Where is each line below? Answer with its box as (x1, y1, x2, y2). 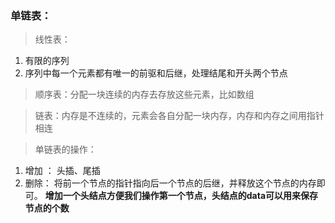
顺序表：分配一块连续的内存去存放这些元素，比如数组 (34, 88, 255, 101)
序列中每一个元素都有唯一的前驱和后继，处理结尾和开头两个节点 (24, 67, 288, 79)
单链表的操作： (34, 143, 97, 156)
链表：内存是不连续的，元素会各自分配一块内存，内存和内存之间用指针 (34, 110, 325, 122)
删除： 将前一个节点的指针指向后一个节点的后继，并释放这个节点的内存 (24, 177, 317, 189)
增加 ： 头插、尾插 (24, 165, 101, 177)
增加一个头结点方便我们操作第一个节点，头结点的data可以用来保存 (44, 190, 319, 202)
